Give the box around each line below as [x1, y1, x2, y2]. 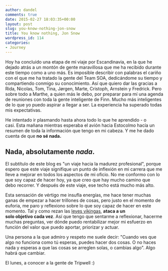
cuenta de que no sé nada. [5, 133, 62, 139]
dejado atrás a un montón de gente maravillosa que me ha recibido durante [5, 64, 161, 70]
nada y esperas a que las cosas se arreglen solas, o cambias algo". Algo [5, 245, 155, 251]
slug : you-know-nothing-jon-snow [5, 26, 76, 31]
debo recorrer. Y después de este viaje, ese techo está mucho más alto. [5, 182, 155, 188]
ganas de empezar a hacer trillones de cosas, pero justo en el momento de [5, 197, 161, 203]
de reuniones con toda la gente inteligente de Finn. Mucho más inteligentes [5, 96, 162, 102]
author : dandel [5, 7, 37, 13]
